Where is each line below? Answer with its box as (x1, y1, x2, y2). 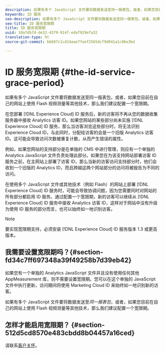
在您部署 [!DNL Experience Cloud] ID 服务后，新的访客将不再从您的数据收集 (5, 111, 158, 117)
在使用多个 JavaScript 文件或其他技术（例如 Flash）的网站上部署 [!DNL (5, 181, 149, 187)
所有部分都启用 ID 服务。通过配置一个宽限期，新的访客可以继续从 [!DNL (5, 194, 150, 199)
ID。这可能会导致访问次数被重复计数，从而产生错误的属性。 (5, 135, 126, 141)
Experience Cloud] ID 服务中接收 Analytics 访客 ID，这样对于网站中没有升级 (5, 199, 158, 205)
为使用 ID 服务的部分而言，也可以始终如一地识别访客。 (5, 206, 115, 212)
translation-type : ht (5, 35, 50, 40)
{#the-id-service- (60, 66, 136, 78)
